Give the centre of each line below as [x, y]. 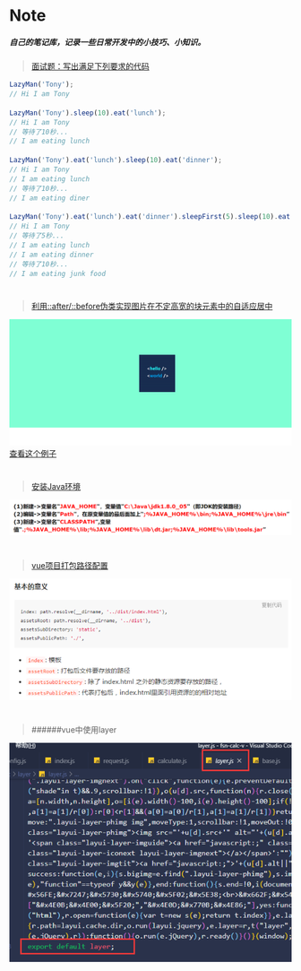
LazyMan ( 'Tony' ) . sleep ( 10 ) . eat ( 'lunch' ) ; [88, 113]
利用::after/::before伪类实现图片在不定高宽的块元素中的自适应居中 [152, 306]
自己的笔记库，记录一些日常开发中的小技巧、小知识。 [107, 42]
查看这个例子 [33, 453]
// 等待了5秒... [37, 236]
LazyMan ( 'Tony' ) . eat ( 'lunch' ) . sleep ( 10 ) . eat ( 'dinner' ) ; [116, 160]
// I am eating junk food [57, 273]
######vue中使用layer [74, 730]
